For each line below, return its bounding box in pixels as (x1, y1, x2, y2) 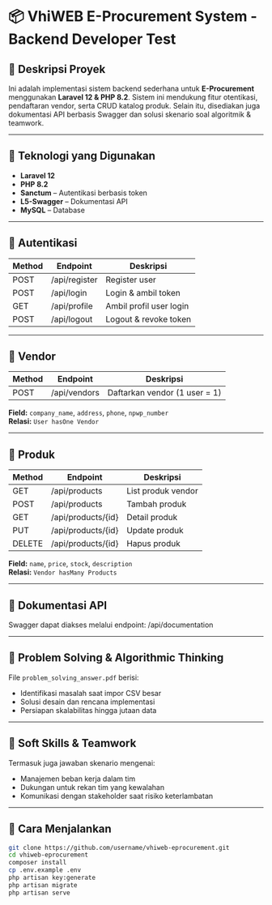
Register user (105, 274, 156, 285)
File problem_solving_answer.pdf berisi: (8, 672, 139, 682)
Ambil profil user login (105, 300, 189, 311)
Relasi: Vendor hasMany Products (8, 567, 117, 577)
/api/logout (51, 314, 93, 325)
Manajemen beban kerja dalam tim (19, 774, 136, 783)
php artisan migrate (8, 881, 79, 889)
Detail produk (126, 512, 178, 523)
